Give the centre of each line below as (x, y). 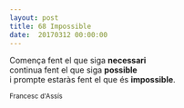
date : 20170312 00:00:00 (58, 34)
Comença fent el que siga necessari (78, 61)
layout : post (34, 18)
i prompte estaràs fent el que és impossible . (92, 80)
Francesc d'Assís (36, 96)
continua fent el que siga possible (74, 70)
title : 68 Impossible (51, 26)
